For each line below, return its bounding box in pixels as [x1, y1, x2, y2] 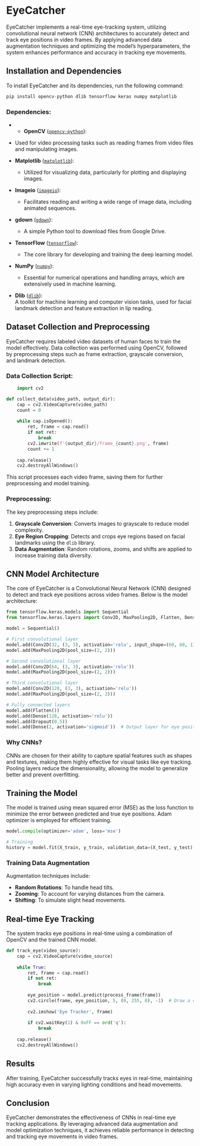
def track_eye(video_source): [6, 948, 82, 954]
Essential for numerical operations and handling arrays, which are [23, 274, 185, 281]
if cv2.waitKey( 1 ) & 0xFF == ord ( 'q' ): [27, 1020, 127, 1026]
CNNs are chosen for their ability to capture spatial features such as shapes [6, 752, 192, 759]
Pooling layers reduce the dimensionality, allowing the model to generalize [6, 764, 189, 771]
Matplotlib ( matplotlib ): [14, 157, 74, 164]
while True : [17, 964, 46, 970]
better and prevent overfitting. [6, 771, 80, 778]
